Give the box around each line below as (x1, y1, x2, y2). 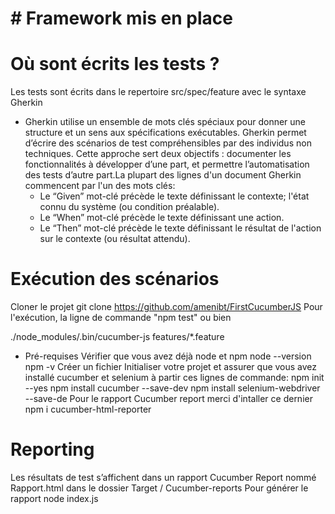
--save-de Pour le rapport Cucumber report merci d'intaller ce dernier (24, 393, 313, 405)
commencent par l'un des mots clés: (24, 180, 176, 192)
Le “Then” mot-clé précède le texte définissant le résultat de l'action (39, 222, 322, 234)
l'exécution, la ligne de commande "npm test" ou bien (10, 312, 232, 324)
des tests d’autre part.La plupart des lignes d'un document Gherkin (24, 169, 302, 181)
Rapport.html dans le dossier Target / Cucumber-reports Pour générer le (10, 482, 309, 494)
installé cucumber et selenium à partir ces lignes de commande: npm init (24, 372, 325, 384)
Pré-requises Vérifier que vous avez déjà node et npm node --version (24, 350, 312, 362)
